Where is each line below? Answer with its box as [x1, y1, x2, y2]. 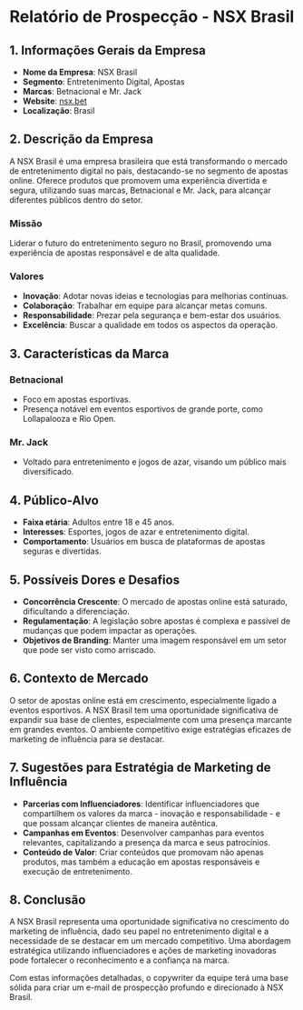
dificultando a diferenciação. [22, 606, 130, 617]
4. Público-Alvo [9, 493, 100, 508]
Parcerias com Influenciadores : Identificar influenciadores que [22, 798, 260, 809]
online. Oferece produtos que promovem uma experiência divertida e [9, 175, 268, 185]
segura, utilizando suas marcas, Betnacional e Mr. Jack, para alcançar [9, 185, 272, 195]
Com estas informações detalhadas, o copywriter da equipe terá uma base [9, 973, 288, 984]
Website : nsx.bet [22, 95, 88, 106]
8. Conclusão [9, 893, 86, 908]
